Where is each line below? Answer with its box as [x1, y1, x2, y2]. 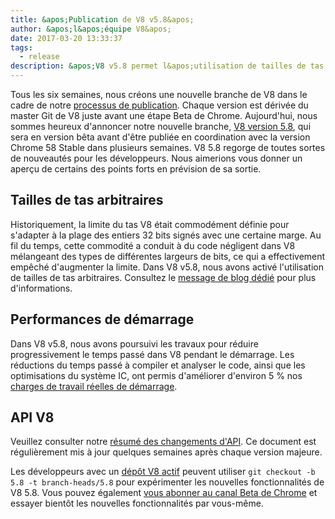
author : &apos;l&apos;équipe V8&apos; [10, 24, 172, 34]
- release [19, 52, 60, 62]
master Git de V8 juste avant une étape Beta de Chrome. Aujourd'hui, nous [10, 110, 318, 121]
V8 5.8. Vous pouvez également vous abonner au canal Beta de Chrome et [10, 487, 318, 499]
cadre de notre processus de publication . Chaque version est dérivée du [10, 99, 309, 111]
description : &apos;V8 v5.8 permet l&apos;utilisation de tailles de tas [10, 61, 325, 71]
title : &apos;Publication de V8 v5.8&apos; [10, 14, 195, 25]
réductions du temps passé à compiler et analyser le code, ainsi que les [10, 359, 306, 371]
